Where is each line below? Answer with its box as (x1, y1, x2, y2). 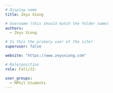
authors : (5, 25, 24, 30)
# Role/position (5, 62, 39, 67)
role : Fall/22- (5, 66, 37, 71)
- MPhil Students (10, 80, 46, 85)
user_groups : (5, 75, 33, 80)
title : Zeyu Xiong (5, 12, 44, 17)
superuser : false (5, 44, 42, 49)
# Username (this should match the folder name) (5, 21, 109, 26)
